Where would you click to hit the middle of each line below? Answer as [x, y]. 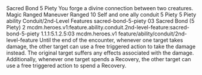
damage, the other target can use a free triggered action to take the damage [101, 46]
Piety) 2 [16, 27]
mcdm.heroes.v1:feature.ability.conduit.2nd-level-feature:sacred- [108, 27]
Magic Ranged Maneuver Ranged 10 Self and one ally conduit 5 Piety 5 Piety [101, 14]
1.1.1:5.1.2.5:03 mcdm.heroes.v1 [79, 34]
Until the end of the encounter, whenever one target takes [111, 40]
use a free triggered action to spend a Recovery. [66, 65]
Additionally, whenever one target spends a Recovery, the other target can [99, 59]
